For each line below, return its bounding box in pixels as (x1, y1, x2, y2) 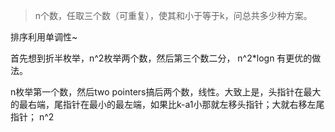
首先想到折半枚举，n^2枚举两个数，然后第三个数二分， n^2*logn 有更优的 (10, 52, 313, 64)
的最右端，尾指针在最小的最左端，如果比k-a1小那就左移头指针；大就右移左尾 (10, 99, 325, 110)
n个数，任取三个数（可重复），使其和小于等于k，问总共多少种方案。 (34, 10, 313, 21)
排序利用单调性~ (10, 31, 78, 43)
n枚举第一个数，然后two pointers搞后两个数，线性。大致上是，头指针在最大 (10, 86, 322, 98)
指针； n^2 (10, 111, 55, 123)
